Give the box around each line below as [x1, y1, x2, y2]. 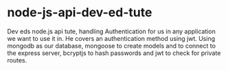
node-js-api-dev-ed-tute [7, 5, 152, 20]
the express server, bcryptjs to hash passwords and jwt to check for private [7, 49, 221, 57]
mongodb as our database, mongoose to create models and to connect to [7, 41, 216, 50]
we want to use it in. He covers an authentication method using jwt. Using [7, 34, 216, 42]
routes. [7, 56, 27, 64]
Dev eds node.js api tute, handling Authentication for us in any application [7, 27, 216, 35]
